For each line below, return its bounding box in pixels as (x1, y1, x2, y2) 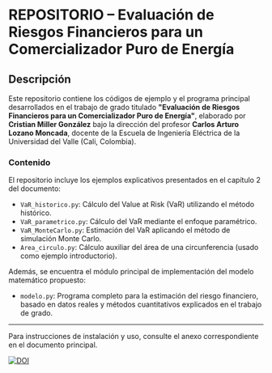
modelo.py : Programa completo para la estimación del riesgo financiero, (19, 291, 259, 301)
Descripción (8, 72, 71, 86)
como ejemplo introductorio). (19, 251, 117, 261)
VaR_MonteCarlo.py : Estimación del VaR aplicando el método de (19, 225, 231, 235)
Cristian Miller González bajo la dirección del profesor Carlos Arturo (8, 120, 240, 129)
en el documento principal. (8, 340, 98, 350)
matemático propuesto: (8, 275, 87, 285)
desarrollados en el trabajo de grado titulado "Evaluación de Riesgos (8, 103, 240, 112)
